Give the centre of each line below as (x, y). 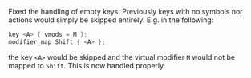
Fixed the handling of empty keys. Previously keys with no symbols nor (125, 12)
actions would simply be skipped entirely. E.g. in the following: (111, 20)
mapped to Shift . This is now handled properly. (87, 65)
